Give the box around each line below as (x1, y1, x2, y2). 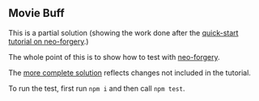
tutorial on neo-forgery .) (8, 36, 89, 46)
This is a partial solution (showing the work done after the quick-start (8, 27, 239, 37)
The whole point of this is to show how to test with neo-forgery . (8, 52, 220, 61)
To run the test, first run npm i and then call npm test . (8, 83, 185, 93)
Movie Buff (8, 6, 65, 20)
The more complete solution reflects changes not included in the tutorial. (8, 68, 251, 78)
